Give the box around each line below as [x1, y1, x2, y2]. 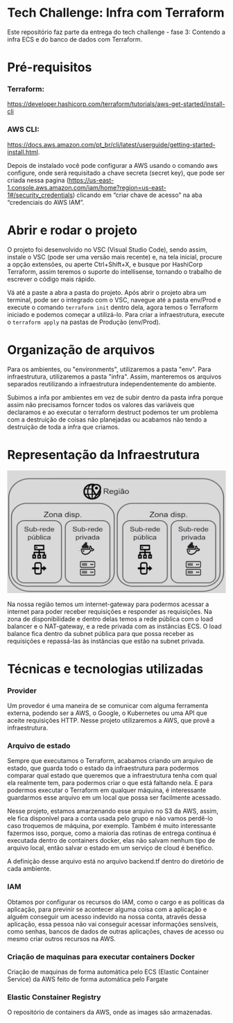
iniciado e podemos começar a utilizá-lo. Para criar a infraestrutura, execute [7, 310, 225, 318]
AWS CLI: [7, 125, 40, 135]
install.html [7, 148, 38, 156]
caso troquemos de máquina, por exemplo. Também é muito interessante [7, 822, 216, 830]
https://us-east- [68, 175, 114, 184]
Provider [7, 685, 37, 695]
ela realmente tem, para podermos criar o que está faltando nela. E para [7, 779, 213, 787]
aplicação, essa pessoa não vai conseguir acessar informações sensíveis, [7, 920, 218, 928]
